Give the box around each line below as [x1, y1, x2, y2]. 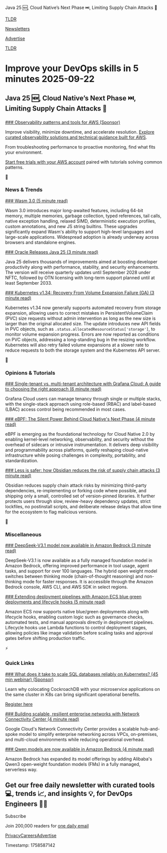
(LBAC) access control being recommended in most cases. [5, 406, 126, 412]
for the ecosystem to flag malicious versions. [5, 509, 98, 515]
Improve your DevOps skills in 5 [5, 63, 139, 74]
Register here [5, 701, 33, 707]
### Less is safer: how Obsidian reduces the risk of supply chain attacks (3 [5, 467, 161, 473]
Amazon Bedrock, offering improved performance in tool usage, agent [5, 563, 150, 569]
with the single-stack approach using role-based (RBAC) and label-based [5, 401, 156, 407]
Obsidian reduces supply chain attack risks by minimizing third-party [5, 482, 147, 488]
